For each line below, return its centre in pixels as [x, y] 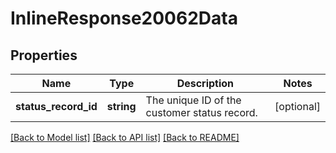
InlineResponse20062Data [124, 18]
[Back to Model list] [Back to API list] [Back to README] [125, 137]
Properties [44, 55]
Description [205, 83]
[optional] [297, 106]
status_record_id [56, 106]
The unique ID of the [193, 100]
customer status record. [201, 112]
